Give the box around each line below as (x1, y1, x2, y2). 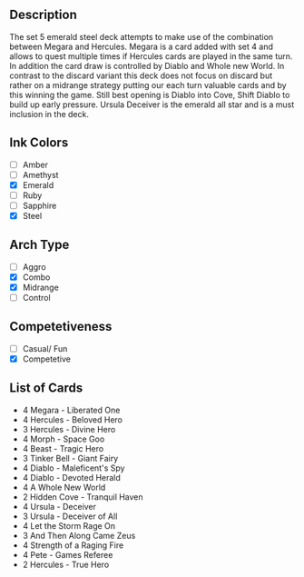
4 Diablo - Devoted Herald (22, 472, 121, 482)
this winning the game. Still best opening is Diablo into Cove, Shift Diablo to (9, 89, 290, 100)
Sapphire (22, 200, 57, 211)
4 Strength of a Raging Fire (22, 540, 124, 551)
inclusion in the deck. (9, 108, 89, 119)
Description (9, 7, 77, 23)
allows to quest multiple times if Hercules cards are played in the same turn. (9, 50, 293, 62)
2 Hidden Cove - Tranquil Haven (22, 491, 143, 502)
